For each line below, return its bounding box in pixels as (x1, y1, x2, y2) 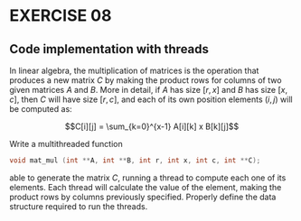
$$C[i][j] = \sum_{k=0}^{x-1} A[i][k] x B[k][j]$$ (64, 121, 240, 132)
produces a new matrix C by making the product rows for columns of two (9, 75, 282, 86)
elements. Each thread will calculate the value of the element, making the (9, 181, 282, 192)
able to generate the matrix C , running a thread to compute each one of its (9, 172, 287, 183)
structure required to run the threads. (9, 200, 148, 212)
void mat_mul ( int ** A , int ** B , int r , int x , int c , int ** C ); (9, 156, 261, 165)
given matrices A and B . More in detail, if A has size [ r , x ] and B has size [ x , (9, 85, 288, 95)
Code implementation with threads (9, 41, 210, 57)
